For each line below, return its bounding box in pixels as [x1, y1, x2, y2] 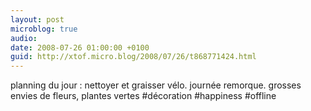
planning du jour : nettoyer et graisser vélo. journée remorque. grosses [10, 79, 302, 91]
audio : [10, 33, 38, 43]
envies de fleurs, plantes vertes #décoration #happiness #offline [10, 90, 277, 102]
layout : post [10, 14, 65, 25]
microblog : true [10, 24, 78, 34]
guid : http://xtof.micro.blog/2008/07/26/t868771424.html [10, 52, 257, 62]
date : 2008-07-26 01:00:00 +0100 [10, 42, 150, 53]
